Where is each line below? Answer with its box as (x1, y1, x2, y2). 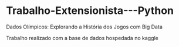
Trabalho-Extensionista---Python (6, 4, 174, 17)
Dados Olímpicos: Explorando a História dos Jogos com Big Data (6, 23, 163, 30)
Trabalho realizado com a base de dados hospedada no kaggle (6, 34, 158, 41)
